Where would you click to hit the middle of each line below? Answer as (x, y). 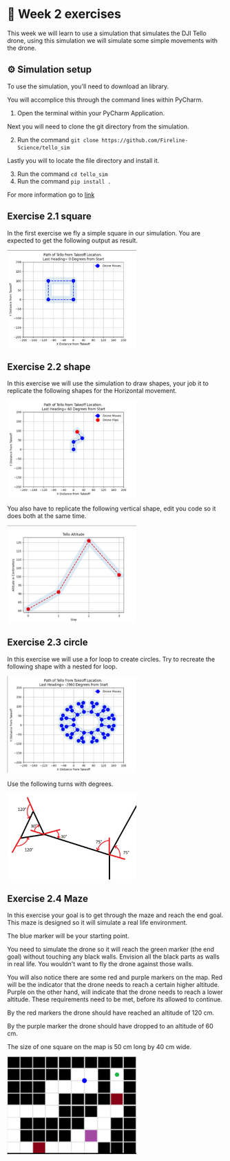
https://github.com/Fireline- (145, 140)
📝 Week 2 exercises (64, 14)
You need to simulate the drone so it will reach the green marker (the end (111, 950)
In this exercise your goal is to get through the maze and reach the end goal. (115, 915)
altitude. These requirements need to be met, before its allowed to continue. (115, 999)
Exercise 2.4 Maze (48, 898)
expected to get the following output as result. (72, 240)
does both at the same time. (47, 516)
